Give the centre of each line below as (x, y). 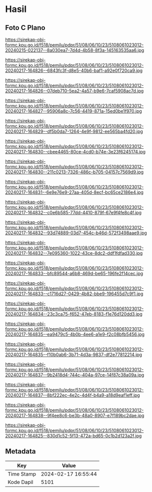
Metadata (20, 451)
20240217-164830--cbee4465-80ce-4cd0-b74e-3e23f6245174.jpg (75, 152)
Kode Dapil (20, 482)
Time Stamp (22, 474)
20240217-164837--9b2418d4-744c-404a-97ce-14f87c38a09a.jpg (75, 375)
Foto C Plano (25, 28)
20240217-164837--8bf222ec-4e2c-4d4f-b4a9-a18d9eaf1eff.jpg (72, 395)
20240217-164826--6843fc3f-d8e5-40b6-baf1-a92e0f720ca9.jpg (74, 70)
